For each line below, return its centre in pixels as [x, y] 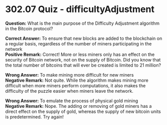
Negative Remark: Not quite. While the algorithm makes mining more [77, 80]
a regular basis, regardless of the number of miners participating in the [78, 43]
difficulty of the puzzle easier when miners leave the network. [69, 91]
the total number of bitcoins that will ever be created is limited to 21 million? [83, 65]
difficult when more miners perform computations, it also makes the [75, 85]
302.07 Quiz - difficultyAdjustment [80, 9]
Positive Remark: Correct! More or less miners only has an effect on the [80, 54]
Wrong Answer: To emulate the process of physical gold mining [72, 101]
